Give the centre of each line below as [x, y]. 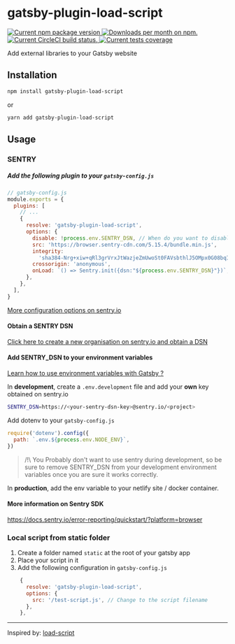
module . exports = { [36, 199]
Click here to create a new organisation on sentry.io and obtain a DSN [108, 341]
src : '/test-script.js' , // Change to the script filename [120, 600]
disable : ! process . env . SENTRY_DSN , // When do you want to [120, 238]
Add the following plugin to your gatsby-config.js [81, 176]
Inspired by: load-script [41, 633]
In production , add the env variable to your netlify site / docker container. [113, 488]
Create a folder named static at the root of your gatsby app [104, 553]
